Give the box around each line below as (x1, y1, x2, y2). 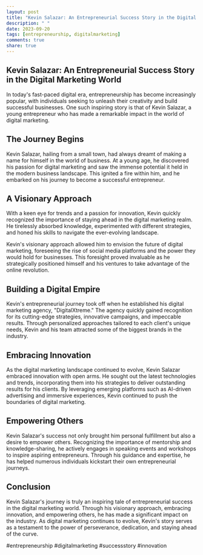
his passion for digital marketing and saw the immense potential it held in (6, 163, 188, 170)
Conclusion (6, 482, 51, 492)
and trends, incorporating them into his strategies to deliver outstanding (6, 378, 186, 386)
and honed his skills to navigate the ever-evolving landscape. (6, 229, 159, 237)
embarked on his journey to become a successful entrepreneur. (6, 176, 165, 183)
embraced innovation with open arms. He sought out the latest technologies (6, 372, 196, 380)
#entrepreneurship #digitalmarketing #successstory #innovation (6, 542, 167, 549)
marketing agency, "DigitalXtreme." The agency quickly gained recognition (6, 307, 193, 314)
